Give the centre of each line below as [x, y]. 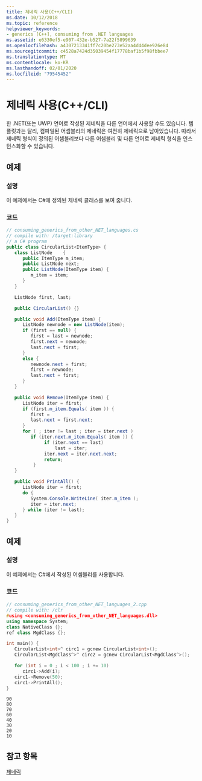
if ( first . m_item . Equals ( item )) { [68, 409]
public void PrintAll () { [47, 482]
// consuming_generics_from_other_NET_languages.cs [72, 230]
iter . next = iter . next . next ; [81, 454]
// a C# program [27, 241]
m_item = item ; [49, 275]
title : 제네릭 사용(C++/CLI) [40, 12]
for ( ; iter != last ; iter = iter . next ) [78, 431]
